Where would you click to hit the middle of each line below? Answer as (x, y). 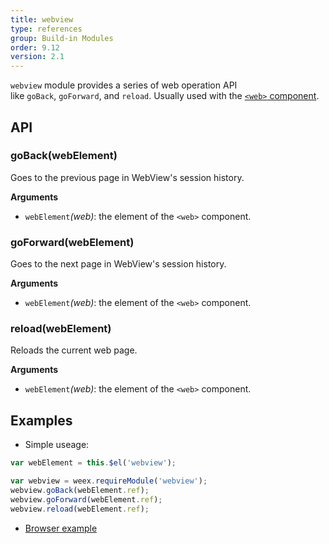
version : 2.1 (37, 57)
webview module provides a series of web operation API (124, 85)
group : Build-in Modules (62, 38)
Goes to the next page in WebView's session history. (118, 264)
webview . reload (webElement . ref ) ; (80, 509)
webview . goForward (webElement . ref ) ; (86, 499)
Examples (41, 420)
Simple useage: (57, 445)
